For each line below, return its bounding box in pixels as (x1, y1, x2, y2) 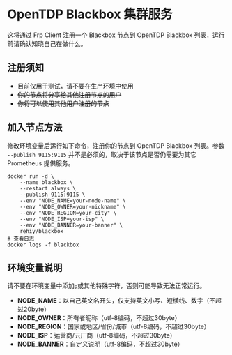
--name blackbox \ (20, 179, 73, 186)
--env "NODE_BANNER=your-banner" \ (20, 221, 123, 229)
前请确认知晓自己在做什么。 (7, 39, 87, 47)
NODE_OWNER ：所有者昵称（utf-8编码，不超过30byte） (17, 314, 181, 322)
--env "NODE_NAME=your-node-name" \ (20, 197, 127, 204)
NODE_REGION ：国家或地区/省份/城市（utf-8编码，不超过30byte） (17, 322, 210, 331)
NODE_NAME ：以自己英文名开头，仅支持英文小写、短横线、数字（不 (17, 296, 216, 305)
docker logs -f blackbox (7, 241, 79, 248)
